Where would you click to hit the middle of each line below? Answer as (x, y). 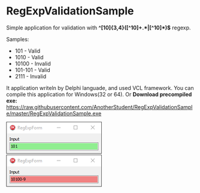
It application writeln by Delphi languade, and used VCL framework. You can (100, 88)
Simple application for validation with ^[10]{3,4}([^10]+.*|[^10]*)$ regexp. (99, 28)
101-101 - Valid (33, 70)
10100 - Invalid (33, 64)
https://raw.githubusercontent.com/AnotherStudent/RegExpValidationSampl (99, 107)
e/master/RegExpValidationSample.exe (54, 113)
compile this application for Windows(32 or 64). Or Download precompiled (99, 94)
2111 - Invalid (31, 76)
